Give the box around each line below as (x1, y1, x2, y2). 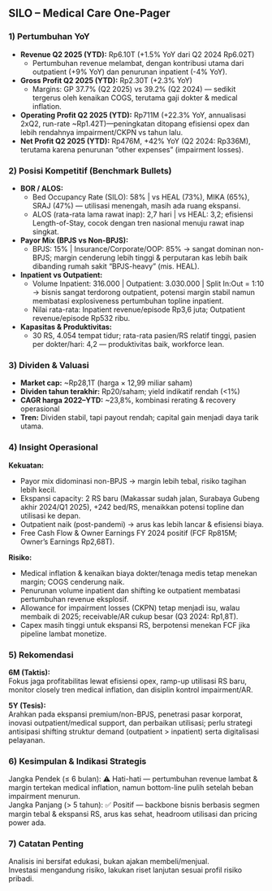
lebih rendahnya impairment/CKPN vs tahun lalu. (19, 127, 183, 137)
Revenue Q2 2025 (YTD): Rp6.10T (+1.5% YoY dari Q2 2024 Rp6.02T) (19, 49, 255, 59)
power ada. (8, 818, 46, 827)
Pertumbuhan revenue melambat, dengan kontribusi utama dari (32, 58, 244, 68)
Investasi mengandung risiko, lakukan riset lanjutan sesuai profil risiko (8, 865, 242, 875)
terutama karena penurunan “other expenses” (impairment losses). (19, 144, 244, 154)
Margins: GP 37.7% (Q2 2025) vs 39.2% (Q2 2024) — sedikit (32, 84, 236, 94)
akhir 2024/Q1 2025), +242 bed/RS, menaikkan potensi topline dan (19, 502, 244, 511)
